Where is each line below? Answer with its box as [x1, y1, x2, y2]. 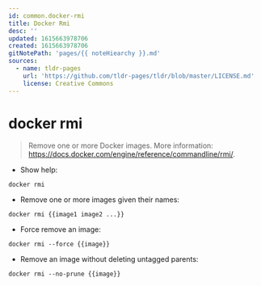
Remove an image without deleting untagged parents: [19, 254, 199, 264]
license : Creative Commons [23, 79, 114, 87]
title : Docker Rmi [8, 19, 70, 27]
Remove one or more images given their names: [19, 195, 180, 204]
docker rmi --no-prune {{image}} [8, 270, 121, 279]
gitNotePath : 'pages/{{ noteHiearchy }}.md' [8, 49, 161, 57]
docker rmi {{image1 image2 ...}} [8, 211, 125, 219]
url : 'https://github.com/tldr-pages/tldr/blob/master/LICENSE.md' [23, 72, 255, 80]
